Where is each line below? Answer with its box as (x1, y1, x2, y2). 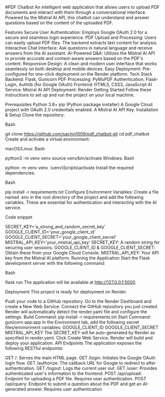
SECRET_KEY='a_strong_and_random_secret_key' (5, 224, 106, 229)
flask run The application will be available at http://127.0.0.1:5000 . (5, 280, 137, 285)
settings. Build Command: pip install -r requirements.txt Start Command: (5, 314, 151, 320)
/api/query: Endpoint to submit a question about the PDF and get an (5, 381, 142, 387)
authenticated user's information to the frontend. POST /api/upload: (5, 370, 142, 376)
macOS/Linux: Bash (5, 146, 45, 151)
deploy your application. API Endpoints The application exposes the (5, 340, 142, 346)
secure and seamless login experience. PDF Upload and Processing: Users (5, 34, 157, 40)
